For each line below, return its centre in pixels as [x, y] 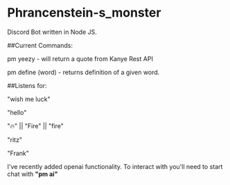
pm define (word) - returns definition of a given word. [83, 72]
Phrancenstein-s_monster [84, 13]
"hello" [17, 112]
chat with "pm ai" [33, 174]
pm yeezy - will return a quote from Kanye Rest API [80, 59]
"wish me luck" [29, 99]
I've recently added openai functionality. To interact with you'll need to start [115, 166]
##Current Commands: [40, 45]
